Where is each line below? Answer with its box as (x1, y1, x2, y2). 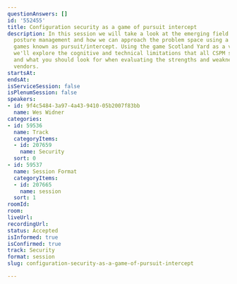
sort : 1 (13, 194, 37, 201)
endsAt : (7, 76, 30, 83)
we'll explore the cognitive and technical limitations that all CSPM (13, 50, 226, 57)
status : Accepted (7, 227, 59, 234)
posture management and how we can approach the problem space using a (13, 37, 229, 44)
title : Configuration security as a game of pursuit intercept (7, 23, 197, 30)
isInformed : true (7, 234, 59, 241)
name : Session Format (13, 167, 78, 175)
